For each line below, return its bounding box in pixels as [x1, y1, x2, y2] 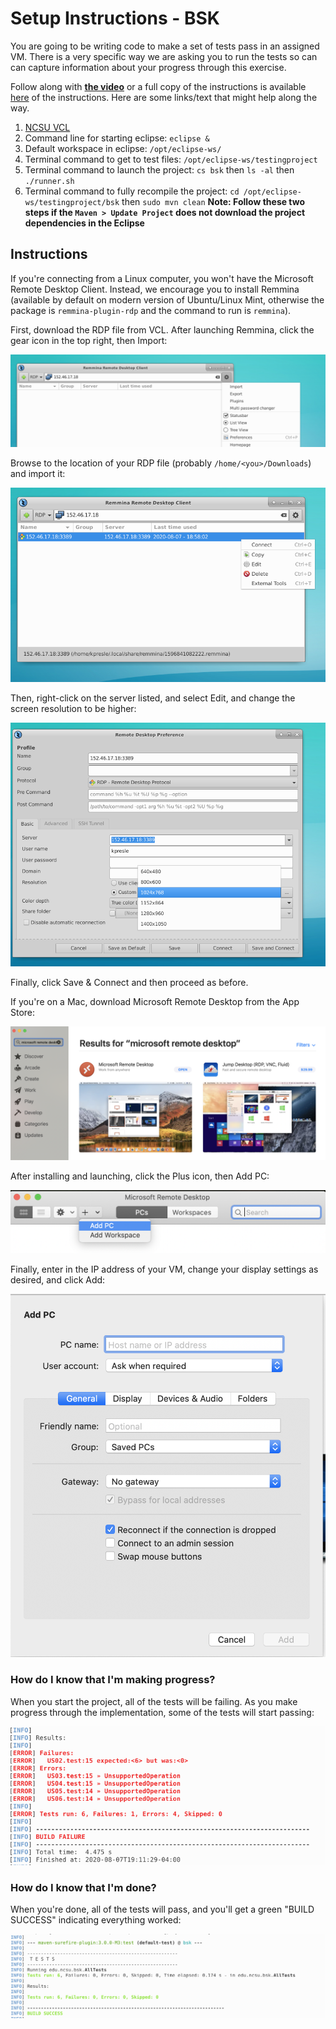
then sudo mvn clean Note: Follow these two [121, 195, 306, 207]
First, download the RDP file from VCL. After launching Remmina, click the [10, 323, 315, 336]
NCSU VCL [24, 121, 71, 133]
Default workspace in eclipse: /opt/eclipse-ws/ [24, 142, 222, 154]
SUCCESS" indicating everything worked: [10, 1913, 182, 1926]
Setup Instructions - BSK [10, 7, 221, 30]
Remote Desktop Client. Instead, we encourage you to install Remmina [10, 283, 300, 295]
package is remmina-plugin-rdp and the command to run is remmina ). [10, 304, 292, 316]
